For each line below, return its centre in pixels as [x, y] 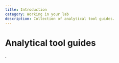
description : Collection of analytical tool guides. [60, 19]
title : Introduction [26, 10]
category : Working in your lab [37, 14]
